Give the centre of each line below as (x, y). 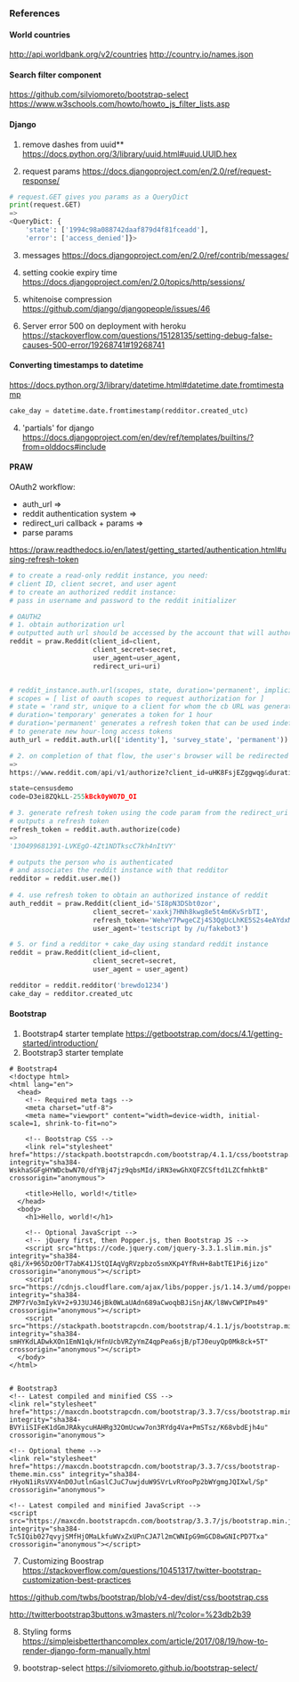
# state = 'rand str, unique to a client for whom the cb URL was (135, 706)
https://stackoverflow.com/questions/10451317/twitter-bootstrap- (142, 1570)
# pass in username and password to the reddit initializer (123, 600)
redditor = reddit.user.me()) (65, 879)
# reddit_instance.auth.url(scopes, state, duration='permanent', (135, 690)
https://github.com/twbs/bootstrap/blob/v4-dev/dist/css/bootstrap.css (139, 1596)
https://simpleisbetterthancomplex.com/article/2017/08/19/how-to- (145, 1641)
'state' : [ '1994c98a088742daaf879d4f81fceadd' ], (117, 230)
